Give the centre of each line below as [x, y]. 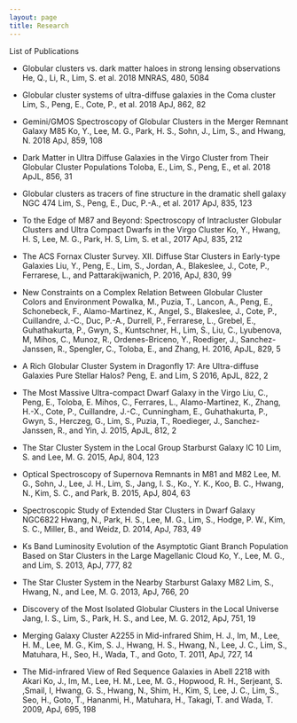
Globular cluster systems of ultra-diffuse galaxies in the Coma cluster [149, 95]
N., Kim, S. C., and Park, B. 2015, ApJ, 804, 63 [106, 492]
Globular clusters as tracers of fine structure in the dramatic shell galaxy [154, 193]
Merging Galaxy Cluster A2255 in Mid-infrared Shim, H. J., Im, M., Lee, [151, 635]
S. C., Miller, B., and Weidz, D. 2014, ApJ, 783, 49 [112, 529]
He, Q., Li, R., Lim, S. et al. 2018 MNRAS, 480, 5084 [116, 77]
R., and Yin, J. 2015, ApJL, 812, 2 [117, 430]
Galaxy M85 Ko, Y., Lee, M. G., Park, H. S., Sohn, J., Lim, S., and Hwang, [154, 130]
